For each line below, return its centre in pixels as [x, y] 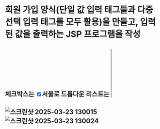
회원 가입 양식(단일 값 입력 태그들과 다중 [79, 10]
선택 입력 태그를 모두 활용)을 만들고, [72, 22]
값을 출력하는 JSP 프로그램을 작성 [78, 34]
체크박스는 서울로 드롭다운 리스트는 [57, 94]
